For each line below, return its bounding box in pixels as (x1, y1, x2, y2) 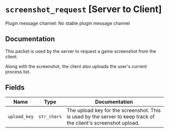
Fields (5, 83, 25, 92)
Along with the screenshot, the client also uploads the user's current (5, 63, 147, 69)
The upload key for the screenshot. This (66, 107, 161, 114)
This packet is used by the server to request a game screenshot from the (5, 48, 156, 54)
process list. (5, 69, 31, 75)
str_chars (38, 113, 62, 119)
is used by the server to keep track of (66, 113, 155, 120)
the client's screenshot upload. (66, 119, 140, 126)
